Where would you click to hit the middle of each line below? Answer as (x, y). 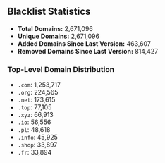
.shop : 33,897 (37, 145)
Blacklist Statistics (49, 12)
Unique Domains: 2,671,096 (59, 36)
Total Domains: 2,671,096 (55, 28)
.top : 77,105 (35, 107)
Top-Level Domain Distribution (61, 69)
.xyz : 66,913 (36, 115)
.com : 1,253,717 (39, 85)
